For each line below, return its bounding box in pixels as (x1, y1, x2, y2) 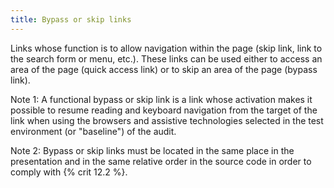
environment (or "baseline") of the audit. (10, 125, 177, 137)
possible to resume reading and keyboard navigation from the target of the (10, 104, 318, 116)
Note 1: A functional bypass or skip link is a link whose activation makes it (10, 93, 313, 105)
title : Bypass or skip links (10, 14, 132, 25)
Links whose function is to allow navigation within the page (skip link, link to (10, 42, 323, 54)
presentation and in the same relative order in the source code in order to (10, 155, 312, 167)
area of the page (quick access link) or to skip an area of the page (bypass (10, 63, 318, 75)
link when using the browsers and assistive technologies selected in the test (10, 114, 324, 126)
